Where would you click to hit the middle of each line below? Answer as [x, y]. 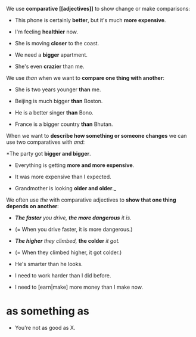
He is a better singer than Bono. [54, 112]
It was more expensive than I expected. [63, 177]
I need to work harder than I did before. [63, 276]
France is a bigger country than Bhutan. [64, 124]
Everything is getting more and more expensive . [74, 165]
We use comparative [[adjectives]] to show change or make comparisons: [98, 9]
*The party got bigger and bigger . [49, 154]
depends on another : [33, 206]
